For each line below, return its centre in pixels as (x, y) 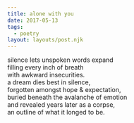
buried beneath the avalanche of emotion (67, 97)
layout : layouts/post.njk (45, 40)
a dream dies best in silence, (49, 82)
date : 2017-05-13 (33, 20)
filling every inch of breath (45, 67)
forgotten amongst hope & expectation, (64, 90)
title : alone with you (41, 14)
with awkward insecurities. (46, 75)
